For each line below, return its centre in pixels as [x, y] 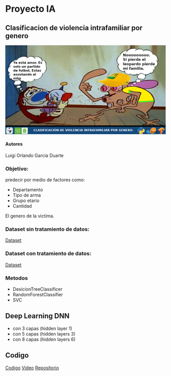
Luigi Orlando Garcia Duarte [34, 155]
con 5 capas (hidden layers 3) [44, 334]
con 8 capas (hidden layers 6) [44, 339]
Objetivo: [17, 168]
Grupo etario [26, 201]
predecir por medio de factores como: [45, 180]
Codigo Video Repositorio [32, 368]
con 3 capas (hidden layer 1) [42, 328]
